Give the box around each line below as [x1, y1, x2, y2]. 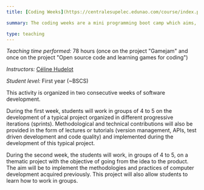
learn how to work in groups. [6, 177, 78, 185]
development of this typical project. [6, 140, 95, 147]
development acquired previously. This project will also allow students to [6, 171, 188, 178]
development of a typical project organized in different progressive [6, 114, 174, 121]
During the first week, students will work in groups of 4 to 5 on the [6, 107, 172, 115]
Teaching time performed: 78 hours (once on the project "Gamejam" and [6, 47, 188, 55]
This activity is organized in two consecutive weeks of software [6, 89, 166, 97]
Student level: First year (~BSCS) [6, 77, 89, 85]
